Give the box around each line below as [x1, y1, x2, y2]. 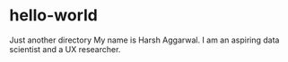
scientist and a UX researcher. [9, 43, 121, 54]
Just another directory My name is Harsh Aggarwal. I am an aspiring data [9, 35, 280, 45]
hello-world [9, 5, 99, 26]
